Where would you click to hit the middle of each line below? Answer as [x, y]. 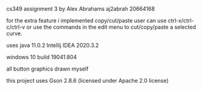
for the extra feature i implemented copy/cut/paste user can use [86, 20]
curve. [14, 33]
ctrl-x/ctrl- [181, 20]
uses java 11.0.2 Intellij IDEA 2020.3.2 [53, 45]
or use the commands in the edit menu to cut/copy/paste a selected [111, 27]
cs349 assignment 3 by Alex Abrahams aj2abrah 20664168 [81, 9]
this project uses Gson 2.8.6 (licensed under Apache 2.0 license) [88, 81]
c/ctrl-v [16, 27]
